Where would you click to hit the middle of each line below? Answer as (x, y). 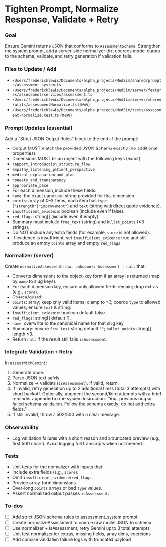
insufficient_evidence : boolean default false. (59, 313)
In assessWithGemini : (26, 363)
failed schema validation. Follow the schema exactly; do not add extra (83, 404)
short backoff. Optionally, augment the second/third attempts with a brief (87, 393)
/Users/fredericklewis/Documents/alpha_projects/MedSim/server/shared (87, 99)
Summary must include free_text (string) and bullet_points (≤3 (78, 222)
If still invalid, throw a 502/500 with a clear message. (66, 414)
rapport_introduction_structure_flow (51, 164)
